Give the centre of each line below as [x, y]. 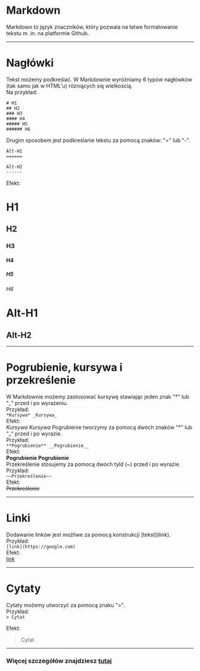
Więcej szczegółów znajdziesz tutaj [59, 661]
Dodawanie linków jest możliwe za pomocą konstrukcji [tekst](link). [88, 534]
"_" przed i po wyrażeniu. [37, 403]
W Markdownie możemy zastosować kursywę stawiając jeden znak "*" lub [98, 397]
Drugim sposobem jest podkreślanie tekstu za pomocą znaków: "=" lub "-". [98, 140]
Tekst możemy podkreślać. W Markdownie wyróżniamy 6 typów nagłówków [99, 79]
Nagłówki [30, 63]
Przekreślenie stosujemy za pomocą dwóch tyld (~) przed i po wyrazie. [93, 464]
